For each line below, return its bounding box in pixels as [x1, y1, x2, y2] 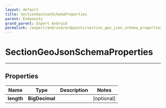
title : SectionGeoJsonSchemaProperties [5, 12, 87, 17]
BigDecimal [28, 95, 55, 102]
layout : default [5, 7, 39, 12]
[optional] [93, 95, 116, 102]
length [7, 95, 23, 102]
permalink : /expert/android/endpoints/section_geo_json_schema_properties [5, 26, 163, 30]
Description [60, 86, 88, 93]
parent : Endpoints [5, 16, 43, 21]
